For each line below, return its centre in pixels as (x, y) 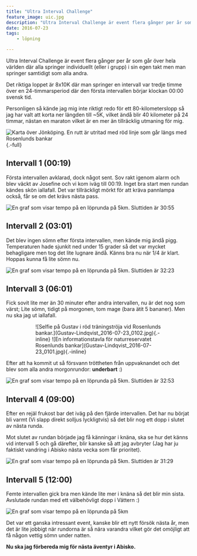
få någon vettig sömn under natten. (49, 535)
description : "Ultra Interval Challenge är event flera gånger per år (94, 22)
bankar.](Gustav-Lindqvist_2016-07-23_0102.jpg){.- (98, 333)
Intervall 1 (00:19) (39, 163)
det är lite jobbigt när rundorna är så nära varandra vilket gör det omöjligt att (98, 529)
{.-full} (14, 145)
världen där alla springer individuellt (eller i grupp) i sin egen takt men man (96, 67)
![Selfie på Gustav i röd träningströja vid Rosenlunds (98, 327)
